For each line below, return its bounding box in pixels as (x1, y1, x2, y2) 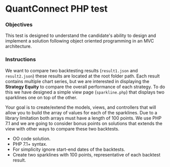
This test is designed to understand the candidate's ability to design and (5, 32, 156, 38)
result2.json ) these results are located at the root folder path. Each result (5, 73, 160, 79)
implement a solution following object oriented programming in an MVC (5, 38, 154, 44)
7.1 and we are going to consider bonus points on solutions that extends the (5, 120, 162, 127)
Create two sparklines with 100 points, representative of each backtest (12, 151, 161, 157)
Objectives (5, 21, 33, 28)
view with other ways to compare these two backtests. (5, 126, 120, 132)
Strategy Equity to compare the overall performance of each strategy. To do (5, 83, 165, 90)
